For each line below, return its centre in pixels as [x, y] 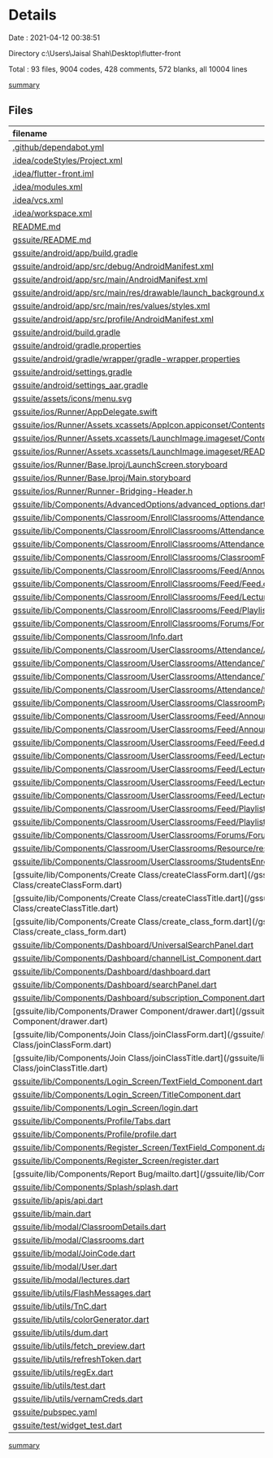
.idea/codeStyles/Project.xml [68, 160]
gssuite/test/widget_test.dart [67, 1425]
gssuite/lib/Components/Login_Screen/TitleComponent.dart [127, 1094]
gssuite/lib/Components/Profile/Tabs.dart [92, 1121]
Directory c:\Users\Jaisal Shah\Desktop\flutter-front [95, 53]
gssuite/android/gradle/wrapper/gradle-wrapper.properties [127, 358]
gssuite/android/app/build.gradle [75, 252]
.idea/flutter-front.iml [53, 173]
